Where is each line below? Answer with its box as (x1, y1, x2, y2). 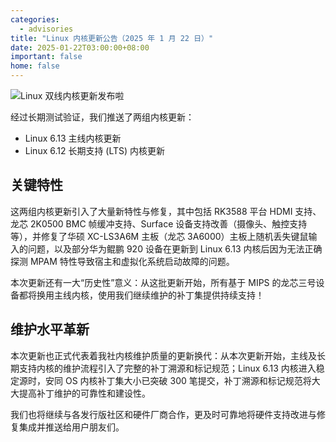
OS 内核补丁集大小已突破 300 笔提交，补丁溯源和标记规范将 (64, 374, 312, 386)
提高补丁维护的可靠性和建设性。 (18, 387, 151, 399)
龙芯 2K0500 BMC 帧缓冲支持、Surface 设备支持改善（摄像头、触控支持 (10, 217, 308, 230)
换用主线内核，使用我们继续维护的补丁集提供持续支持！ (36, 289, 265, 301)
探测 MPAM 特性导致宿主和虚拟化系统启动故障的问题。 (10, 255, 235, 267)
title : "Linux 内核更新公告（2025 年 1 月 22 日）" (10, 33, 214, 43)
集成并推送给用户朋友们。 (18, 421, 125, 433)
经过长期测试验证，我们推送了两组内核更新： (10, 111, 195, 123)
